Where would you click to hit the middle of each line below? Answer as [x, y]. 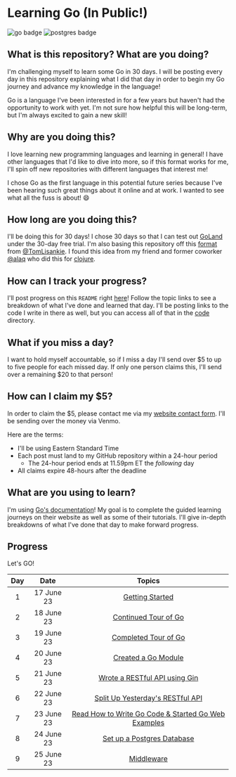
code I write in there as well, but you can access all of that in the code [109, 313]
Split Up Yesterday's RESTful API [148, 698]
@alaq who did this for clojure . [52, 259]
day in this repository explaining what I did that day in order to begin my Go [116, 79]
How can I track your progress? [77, 281]
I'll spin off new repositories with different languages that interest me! [108, 169]
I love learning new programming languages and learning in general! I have [115, 154]
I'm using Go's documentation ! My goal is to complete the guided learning [114, 509]
